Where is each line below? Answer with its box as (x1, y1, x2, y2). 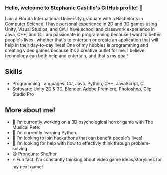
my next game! (12, 163, 43, 169)
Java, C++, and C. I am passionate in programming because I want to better (5, 32, 161, 38)
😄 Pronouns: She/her (12, 151, 57, 157)
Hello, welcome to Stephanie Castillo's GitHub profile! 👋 (5, 4, 143, 11)
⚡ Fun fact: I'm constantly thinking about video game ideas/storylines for (12, 156, 162, 162)
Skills (5, 67, 22, 76)
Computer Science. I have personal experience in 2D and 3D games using (5, 21, 157, 27)
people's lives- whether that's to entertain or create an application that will (5, 37, 158, 43)
